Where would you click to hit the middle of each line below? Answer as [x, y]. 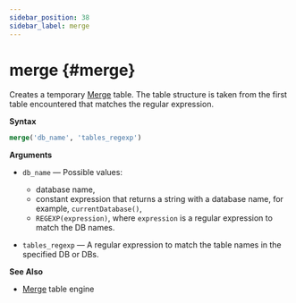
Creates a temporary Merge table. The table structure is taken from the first [148, 95]
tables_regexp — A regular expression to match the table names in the [152, 245]
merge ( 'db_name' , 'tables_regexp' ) [76, 138]
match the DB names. [75, 228]
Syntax [23, 122]
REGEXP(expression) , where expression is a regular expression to [154, 218]
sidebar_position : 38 [50, 17]
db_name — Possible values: [72, 173]
